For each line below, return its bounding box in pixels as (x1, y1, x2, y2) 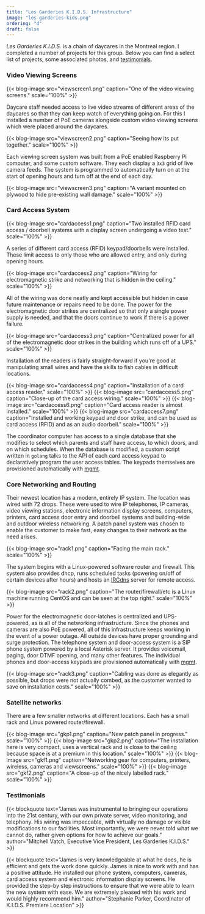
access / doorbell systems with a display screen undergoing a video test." (6, 226, 192, 233)
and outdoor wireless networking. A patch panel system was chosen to (6, 520, 185, 527)
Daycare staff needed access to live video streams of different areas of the (6, 103, 195, 111)
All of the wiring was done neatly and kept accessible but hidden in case (6, 294, 189, 301)
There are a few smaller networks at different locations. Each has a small (6, 712, 189, 720)
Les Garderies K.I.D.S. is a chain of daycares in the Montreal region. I (6, 43, 179, 50)
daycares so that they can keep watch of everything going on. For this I (6, 109, 185, 117)
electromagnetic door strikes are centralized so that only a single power (6, 307, 187, 315)
